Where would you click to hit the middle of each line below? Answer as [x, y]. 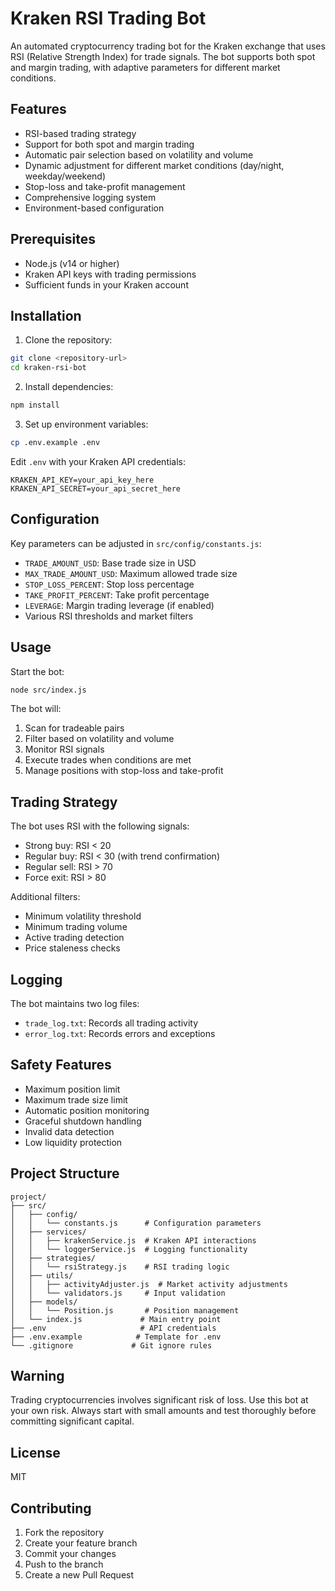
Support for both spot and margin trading [109, 144]
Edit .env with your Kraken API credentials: [98, 461]
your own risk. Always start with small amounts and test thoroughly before [163, 1411]
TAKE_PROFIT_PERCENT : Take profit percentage [117, 594]
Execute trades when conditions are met [108, 760]
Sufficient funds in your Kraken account [106, 284]
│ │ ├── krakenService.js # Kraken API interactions [133, 1240]
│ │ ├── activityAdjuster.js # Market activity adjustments [149, 1284]
